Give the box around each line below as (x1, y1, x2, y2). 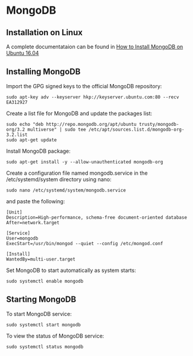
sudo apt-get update (6, 137, 58, 143)
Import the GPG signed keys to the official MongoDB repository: (6, 82, 162, 89)
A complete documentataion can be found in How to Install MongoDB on (6, 43, 183, 50)
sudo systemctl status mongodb (6, 343, 84, 349)
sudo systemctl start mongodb (6, 321, 81, 328)
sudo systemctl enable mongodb (6, 278, 84, 284)
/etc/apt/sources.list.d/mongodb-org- (88, 126, 185, 132)
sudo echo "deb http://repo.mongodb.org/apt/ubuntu (6, 121, 137, 127)
